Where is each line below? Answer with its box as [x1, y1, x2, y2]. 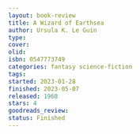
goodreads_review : [8, 107, 69, 115]
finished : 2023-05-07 [8, 84, 80, 93]
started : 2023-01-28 [8, 77, 77, 85]
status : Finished [8, 114, 66, 122]
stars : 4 [8, 99, 37, 107]
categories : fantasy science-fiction [8, 63, 133, 71]
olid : [8, 48, 26, 56]
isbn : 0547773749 [8, 56, 66, 64]
